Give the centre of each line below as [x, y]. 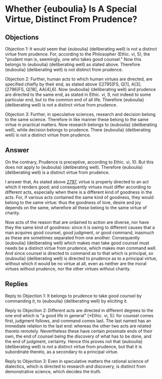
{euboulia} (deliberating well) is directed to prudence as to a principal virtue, [81, 258]
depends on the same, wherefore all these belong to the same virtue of [76, 207]
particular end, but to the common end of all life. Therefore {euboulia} [75, 100]
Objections [22, 37]
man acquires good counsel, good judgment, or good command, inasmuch [80, 233]
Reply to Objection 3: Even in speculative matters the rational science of [77, 361]
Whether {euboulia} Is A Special [71, 9]
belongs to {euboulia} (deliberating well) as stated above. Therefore [73, 64]
